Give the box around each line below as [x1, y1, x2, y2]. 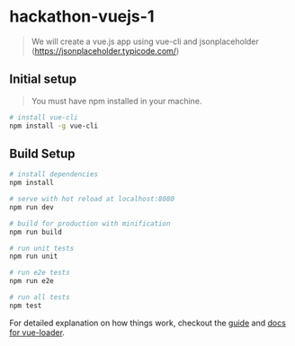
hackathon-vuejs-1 [9, 6, 155, 27]
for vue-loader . [9, 326, 66, 338]
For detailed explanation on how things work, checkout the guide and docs [9, 317, 286, 328]
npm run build [9, 227, 63, 236]
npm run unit [9, 252, 58, 262]
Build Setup [9, 146, 76, 161]
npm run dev [9, 202, 54, 212]
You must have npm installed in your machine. [31, 95, 202, 106]
